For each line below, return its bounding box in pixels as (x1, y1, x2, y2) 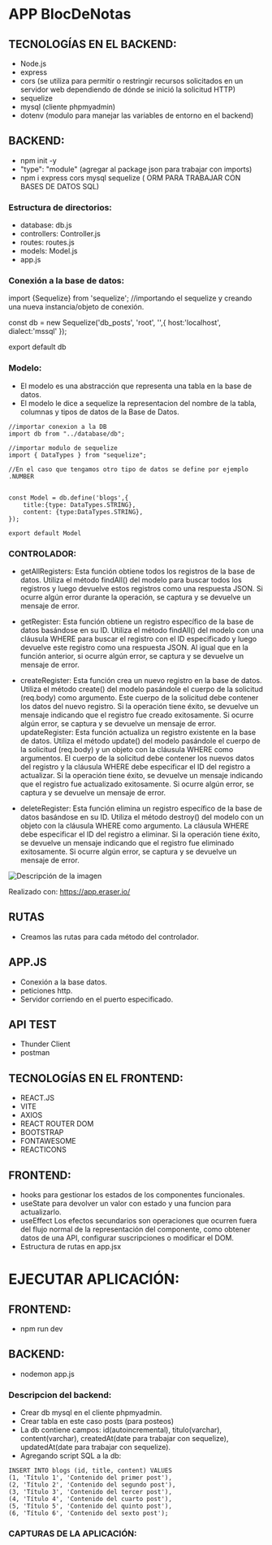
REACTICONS (19, 1145, 67, 1154)
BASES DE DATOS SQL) (19, 181, 100, 191)
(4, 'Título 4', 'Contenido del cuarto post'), (8, 1495, 173, 1504)
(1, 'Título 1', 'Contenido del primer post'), (8, 1474, 173, 1482)
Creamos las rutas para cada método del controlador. (19, 932, 199, 941)
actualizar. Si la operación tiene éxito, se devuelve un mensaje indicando (19, 771, 264, 780)
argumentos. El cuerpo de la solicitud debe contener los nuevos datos (19, 753, 255, 763)
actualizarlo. (19, 1207, 63, 1217)
